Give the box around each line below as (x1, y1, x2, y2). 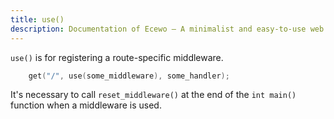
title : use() (10, 14, 65, 25)
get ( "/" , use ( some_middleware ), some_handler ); (28, 71, 230, 81)
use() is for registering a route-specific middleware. (10, 51, 224, 63)
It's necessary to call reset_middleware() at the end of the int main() (10, 89, 297, 101)
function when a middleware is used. (10, 99, 162, 111)
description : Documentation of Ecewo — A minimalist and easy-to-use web (10, 24, 325, 34)
